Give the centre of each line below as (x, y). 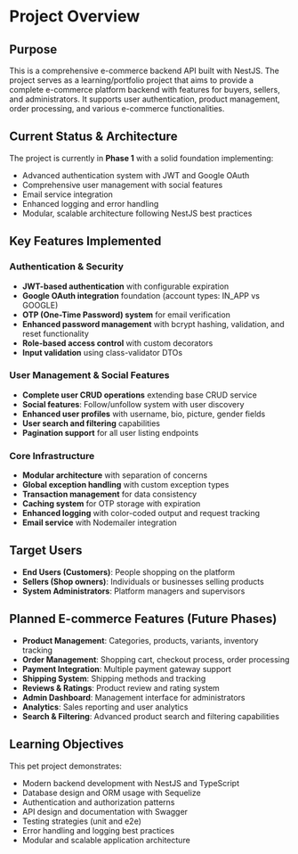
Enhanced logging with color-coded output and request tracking (141, 513)
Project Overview (75, 16)
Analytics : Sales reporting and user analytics (105, 707)
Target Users (46, 550)
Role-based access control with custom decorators (117, 343)
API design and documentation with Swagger (105, 811)
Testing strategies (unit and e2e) (82, 821)
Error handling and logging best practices (98, 830)
